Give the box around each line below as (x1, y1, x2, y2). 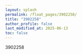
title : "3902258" (5, 16, 41, 21)
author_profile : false (5, 21, 52, 26)
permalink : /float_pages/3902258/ (5, 12, 77, 17)
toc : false (5, 30, 28, 35)
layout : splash (5, 7, 37, 12)
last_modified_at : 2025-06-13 (5, 26, 68, 31)
